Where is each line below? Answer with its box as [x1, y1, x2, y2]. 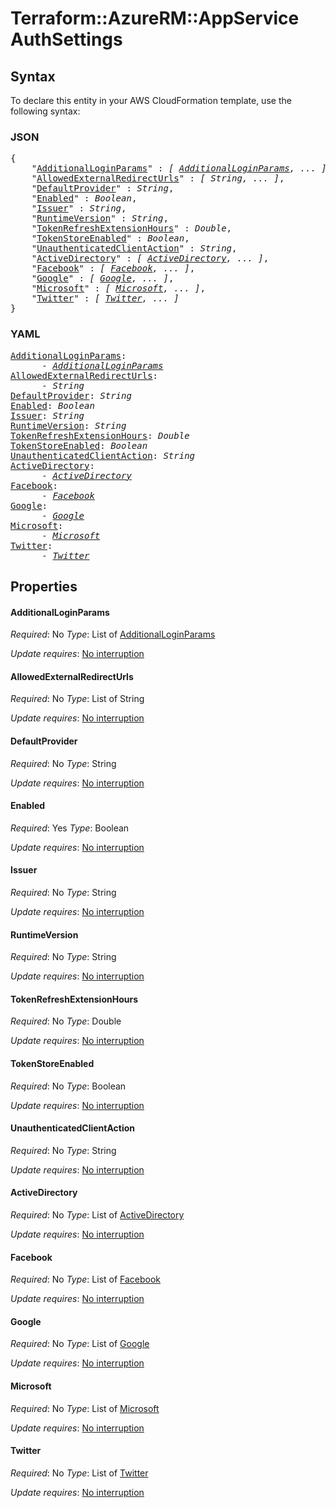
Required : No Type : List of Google [10, 1338, 150, 1350]
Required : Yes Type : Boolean [10, 822, 130, 834]
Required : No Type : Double [10, 1015, 122, 1027]
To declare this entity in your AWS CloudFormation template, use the [10, 95, 292, 106]
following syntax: [10, 105, 81, 117]
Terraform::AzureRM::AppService [10, 7, 300, 30]
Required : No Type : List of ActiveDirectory [10, 1209, 185, 1221]
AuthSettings [10, 28, 123, 51]
